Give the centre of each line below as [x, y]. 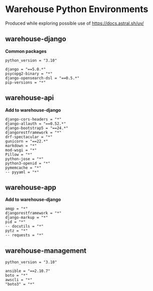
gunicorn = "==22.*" [27, 141]
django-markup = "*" [27, 217]
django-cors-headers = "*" [33, 119]
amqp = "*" [17, 209]
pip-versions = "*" [26, 82]
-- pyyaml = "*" [22, 172]
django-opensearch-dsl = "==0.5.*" [42, 78]
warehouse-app [31, 187]
